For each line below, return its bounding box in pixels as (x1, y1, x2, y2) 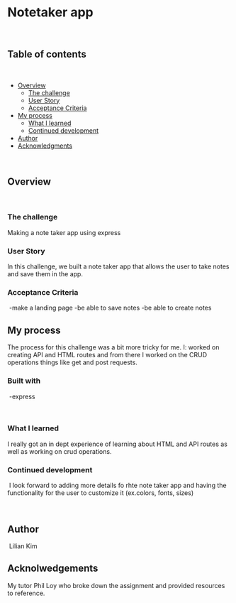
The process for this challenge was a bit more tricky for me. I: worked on (7, 343, 220, 352)
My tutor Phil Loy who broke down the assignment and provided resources (7, 581, 225, 590)
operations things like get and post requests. (7, 358, 138, 366)
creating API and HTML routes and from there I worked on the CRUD (7, 351, 208, 359)
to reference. (7, 589, 45, 597)
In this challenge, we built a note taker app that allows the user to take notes (7, 262, 230, 271)
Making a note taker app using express (7, 228, 121, 237)
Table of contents (7, 48, 86, 60)
